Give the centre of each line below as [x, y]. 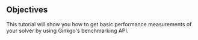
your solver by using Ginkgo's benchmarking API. [67, 30]
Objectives [27, 10]
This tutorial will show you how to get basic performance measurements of [99, 24]
